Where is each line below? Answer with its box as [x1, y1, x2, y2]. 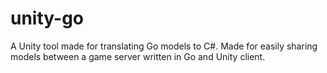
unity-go [10, 7, 85, 30]
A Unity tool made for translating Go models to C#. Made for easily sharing [10, 40, 318, 52]
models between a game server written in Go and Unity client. [10, 50, 266, 62]
